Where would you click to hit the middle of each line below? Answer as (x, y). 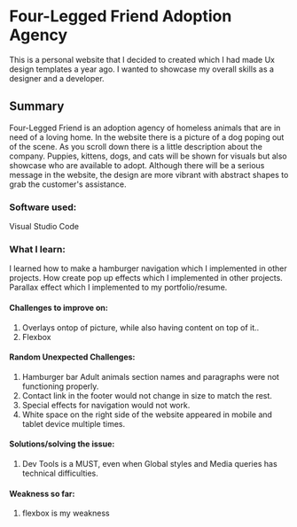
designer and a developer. (57, 78)
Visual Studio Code (44, 227)
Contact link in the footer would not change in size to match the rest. (147, 395)
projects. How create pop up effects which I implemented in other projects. (146, 278)
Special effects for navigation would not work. (106, 405)
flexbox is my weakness (66, 513)
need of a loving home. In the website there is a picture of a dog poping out (147, 137)
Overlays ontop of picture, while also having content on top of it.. (141, 327)
